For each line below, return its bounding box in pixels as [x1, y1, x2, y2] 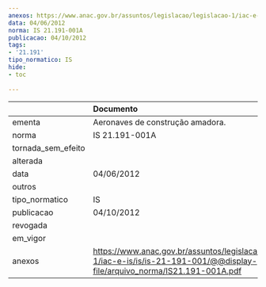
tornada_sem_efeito [12, 142, 85, 153]
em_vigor [12, 232, 46, 243]
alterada [12, 155, 44, 166]
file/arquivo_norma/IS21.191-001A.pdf [93, 265, 242, 276]
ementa [12, 117, 41, 128]
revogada [12, 220, 47, 231]
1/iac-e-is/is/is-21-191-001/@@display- [93, 255, 257, 266]
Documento [93, 103, 139, 114]
